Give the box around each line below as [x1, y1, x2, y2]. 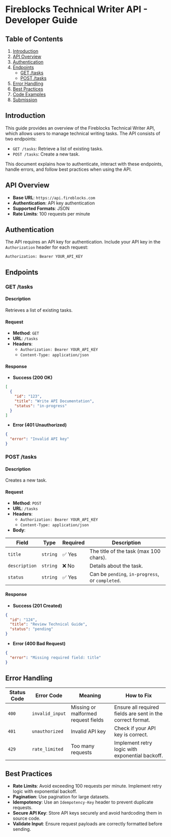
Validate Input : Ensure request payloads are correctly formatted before [12, 821, 163, 827]
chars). [90, 554, 107, 561]
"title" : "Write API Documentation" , [14, 398, 95, 404]
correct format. [114, 716, 150, 724]
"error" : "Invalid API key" [10, 436, 70, 442]
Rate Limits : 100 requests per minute [12, 211, 91, 217]
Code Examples [12, 92, 46, 97]
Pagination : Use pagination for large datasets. [12, 794, 110, 800]
